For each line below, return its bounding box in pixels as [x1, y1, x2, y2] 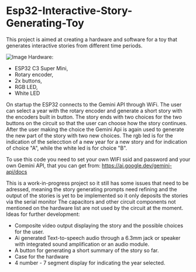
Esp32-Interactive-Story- [6, 4, 133, 18]
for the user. [14, 228, 44, 235]
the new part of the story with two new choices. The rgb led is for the [6, 132, 173, 139]
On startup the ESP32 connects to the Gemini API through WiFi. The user [6, 101, 182, 108]
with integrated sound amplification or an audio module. [14, 240, 150, 247]
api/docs [6, 168, 27, 175]
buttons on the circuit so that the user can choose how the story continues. [6, 119, 187, 126]
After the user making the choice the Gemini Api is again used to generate [6, 126, 184, 133]
